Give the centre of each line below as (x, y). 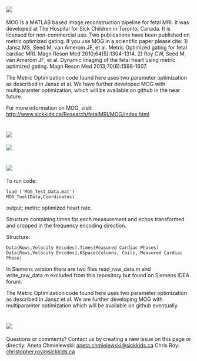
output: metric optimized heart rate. (49, 208)
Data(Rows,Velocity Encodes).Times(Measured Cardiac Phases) (83, 248)
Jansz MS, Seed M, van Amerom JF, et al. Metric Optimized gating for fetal (97, 47)
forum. (14, 281)
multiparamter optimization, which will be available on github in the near (93, 90)
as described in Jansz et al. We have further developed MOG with (86, 84)
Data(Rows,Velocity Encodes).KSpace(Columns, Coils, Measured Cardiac (94, 253)
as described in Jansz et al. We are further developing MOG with (84, 299)
